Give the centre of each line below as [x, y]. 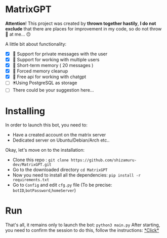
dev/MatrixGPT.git [32, 165]
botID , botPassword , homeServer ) [44, 190]
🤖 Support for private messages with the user [60, 54]
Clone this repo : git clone [41, 160]
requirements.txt [31, 180]
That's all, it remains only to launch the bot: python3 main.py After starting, [83, 225]
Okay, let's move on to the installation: [45, 150]
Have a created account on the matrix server [59, 135]
